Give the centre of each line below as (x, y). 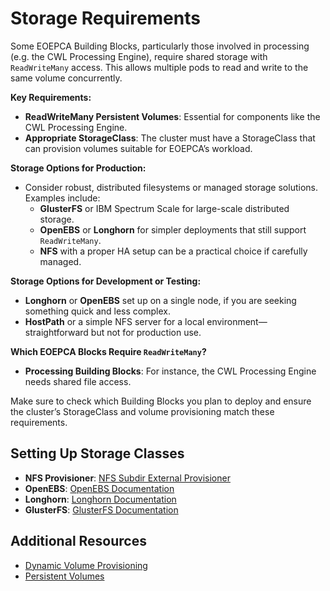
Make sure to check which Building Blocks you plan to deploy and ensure (161, 401)
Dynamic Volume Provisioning (86, 565)
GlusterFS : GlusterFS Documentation (101, 509)
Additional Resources (78, 541)
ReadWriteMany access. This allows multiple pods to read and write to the (159, 67)
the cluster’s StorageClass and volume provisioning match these (142, 411)
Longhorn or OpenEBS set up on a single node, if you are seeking (160, 300)
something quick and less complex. (97, 311)
